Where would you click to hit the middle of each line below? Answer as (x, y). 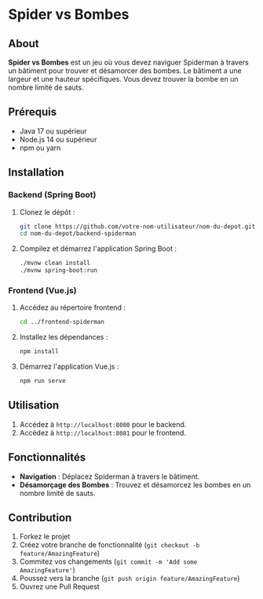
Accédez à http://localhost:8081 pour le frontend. (103, 432)
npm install (39, 351)
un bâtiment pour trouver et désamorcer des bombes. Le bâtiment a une (125, 71)
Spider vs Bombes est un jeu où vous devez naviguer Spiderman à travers (128, 62)
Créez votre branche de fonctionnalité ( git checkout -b (110, 545)
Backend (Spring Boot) (52, 195)
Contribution (40, 518)
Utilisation (34, 405)
